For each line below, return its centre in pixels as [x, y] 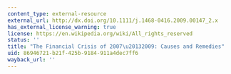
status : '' [24, 40]
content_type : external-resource [57, 14]
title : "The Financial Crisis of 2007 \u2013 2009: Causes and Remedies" [116, 47]
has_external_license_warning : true [62, 27]
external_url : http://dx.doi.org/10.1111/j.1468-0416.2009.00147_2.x [113, 20]
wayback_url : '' [31, 60]
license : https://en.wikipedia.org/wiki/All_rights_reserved [100, 33]
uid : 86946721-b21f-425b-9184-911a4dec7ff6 [73, 54]
